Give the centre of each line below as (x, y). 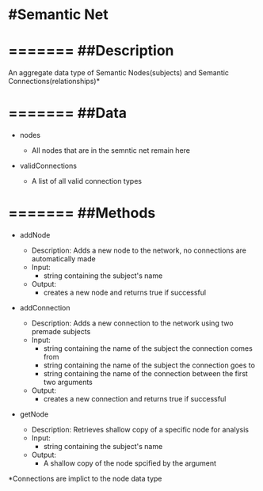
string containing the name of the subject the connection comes (148, 348)
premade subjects (61, 331)
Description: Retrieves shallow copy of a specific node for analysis (140, 430)
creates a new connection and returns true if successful (135, 399)
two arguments (68, 382)
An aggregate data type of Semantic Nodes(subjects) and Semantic (119, 73)
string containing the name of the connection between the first (145, 373)
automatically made (64, 259)
